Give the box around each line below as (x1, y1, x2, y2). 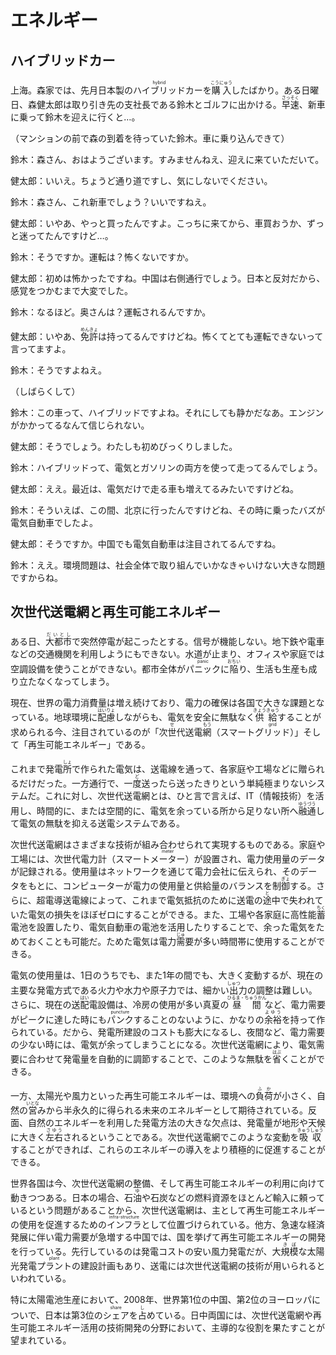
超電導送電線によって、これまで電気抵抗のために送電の (36, 894, 263, 906)
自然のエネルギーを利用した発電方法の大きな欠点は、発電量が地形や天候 (27, 1116, 326, 1128)
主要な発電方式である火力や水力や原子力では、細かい (10, 984, 230, 996)
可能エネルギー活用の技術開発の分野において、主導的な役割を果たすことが (18, 1321, 325, 1333)
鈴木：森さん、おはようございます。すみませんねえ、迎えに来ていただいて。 (10, 154, 325, 165)
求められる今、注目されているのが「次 (10, 726, 168, 738)
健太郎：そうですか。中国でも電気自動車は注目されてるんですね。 (10, 538, 282, 550)
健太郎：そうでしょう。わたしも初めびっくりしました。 (10, 441, 238, 452)
